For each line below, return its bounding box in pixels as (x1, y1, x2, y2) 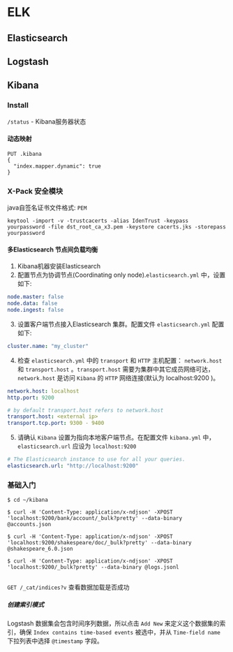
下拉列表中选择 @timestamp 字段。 (7, 637, 103, 645)
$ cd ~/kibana (7, 497, 49, 504)
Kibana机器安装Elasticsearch (17, 262, 101, 270)
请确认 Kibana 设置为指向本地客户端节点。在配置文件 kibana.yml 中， (17, 433, 216, 442)
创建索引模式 (7, 600, 44, 609)
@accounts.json (7, 521, 52, 528)
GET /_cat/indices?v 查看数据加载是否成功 (7, 583, 130, 591)
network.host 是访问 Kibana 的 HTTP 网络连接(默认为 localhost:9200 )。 (17, 373, 220, 382)
